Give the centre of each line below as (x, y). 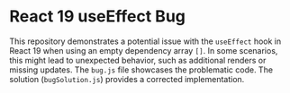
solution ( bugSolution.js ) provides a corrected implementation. (127, 79)
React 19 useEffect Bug (98, 17)
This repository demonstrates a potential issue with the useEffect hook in (145, 41)
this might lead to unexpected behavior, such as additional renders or (138, 60)
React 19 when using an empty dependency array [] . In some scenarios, (144, 50)
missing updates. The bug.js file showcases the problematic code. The (141, 70)
